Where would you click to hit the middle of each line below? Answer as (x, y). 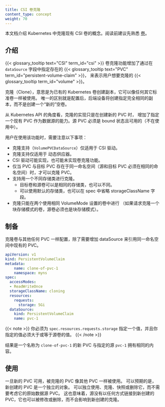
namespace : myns (31, 273)
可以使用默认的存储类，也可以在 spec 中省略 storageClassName (84, 191)
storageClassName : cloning (37, 291)
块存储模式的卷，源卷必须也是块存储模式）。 (56, 209)
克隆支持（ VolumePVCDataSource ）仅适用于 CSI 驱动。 (66, 148)
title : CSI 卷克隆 (23, 10)
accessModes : (23, 282)
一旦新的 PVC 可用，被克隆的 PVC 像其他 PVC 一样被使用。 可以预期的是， (81, 381)
